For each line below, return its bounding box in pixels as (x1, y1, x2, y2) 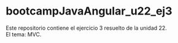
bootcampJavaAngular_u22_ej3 (6, 4, 172, 18)
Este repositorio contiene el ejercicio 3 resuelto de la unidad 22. (6, 24, 167, 31)
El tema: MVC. (6, 30, 42, 38)
